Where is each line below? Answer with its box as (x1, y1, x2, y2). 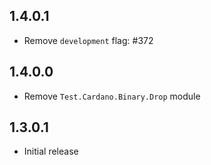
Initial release (23, 145, 79, 158)
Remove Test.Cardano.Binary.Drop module (23, 90, 201, 102)
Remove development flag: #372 (23, 34, 154, 46)
